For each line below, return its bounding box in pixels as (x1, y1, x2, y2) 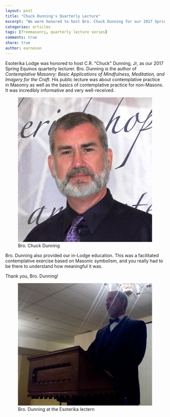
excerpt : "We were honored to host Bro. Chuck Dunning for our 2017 (5, 19, 153, 24)
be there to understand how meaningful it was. (5, 263, 103, 269)
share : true (5, 41, 30, 46)
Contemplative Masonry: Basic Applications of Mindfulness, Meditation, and (5, 71, 165, 77)
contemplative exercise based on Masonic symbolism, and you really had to (5, 258, 163, 264)
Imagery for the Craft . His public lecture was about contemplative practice (5, 76, 160, 82)
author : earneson (5, 46, 42, 51)
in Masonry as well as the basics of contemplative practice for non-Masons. (5, 82, 163, 88)
